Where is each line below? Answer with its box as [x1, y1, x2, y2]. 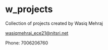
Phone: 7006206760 [5, 39, 48, 46]
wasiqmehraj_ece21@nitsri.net [5, 30, 69, 36]
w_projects [5, 4, 53, 15]
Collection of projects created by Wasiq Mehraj [5, 20, 103, 26]
